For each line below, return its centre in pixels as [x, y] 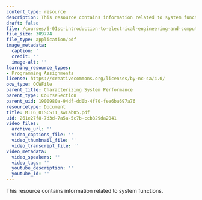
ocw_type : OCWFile [29, 85]
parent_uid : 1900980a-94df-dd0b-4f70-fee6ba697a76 [71, 101]
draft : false [23, 23]
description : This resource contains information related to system [94, 17]
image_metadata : [26, 46]
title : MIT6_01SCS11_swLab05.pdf [48, 112]
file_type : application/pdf [41, 40]
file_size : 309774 [29, 34]
